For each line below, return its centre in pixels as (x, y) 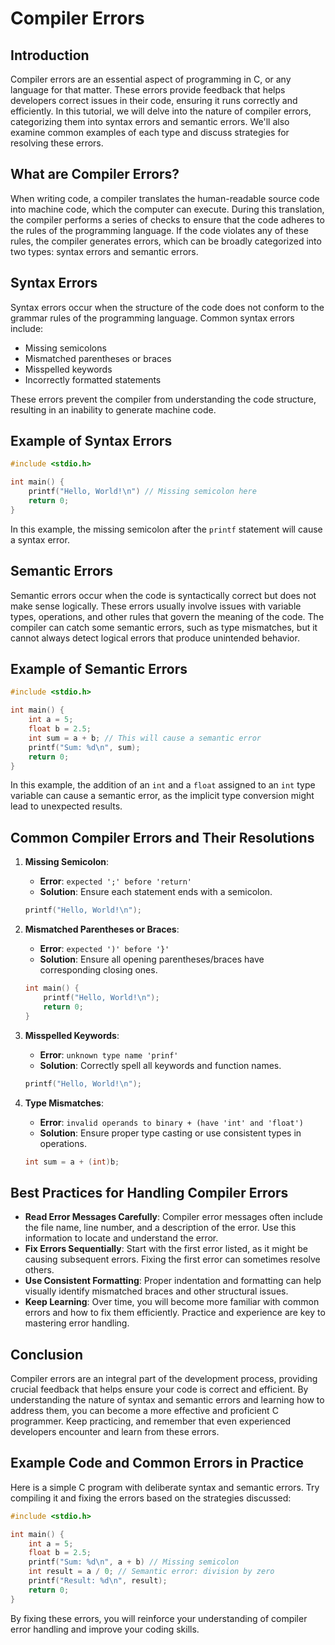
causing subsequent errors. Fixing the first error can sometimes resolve (172, 1259)
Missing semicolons (65, 348)
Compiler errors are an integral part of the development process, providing (164, 1378)
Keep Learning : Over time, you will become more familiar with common (172, 1302)
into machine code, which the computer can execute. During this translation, (167, 209)
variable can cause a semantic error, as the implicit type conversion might (162, 796)
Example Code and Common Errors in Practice (157, 1463)
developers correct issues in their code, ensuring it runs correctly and (154, 100)
